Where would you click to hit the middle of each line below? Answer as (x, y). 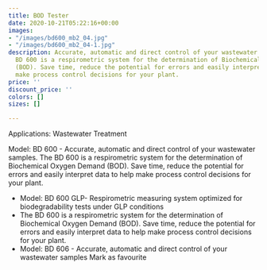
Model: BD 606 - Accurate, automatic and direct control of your (124, 249)
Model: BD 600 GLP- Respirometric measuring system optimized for (131, 199)
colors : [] (26, 97)
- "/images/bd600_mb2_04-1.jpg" (62, 45)
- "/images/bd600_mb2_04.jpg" (58, 38)
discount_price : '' (41, 89)
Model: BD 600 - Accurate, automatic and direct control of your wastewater (132, 149)
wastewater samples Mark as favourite (83, 257)
